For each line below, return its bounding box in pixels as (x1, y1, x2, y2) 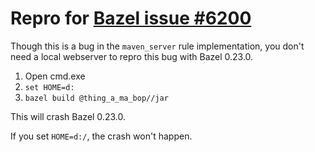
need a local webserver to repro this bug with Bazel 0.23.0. (10, 50, 254, 62)
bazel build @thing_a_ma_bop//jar (24, 93, 169, 103)
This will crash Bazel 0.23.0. (10, 110, 126, 122)
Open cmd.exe (24, 70, 86, 82)
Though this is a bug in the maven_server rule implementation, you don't (10, 40, 305, 52)
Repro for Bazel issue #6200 (10, 7, 252, 30)
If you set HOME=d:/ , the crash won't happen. (10, 130, 193, 142)
